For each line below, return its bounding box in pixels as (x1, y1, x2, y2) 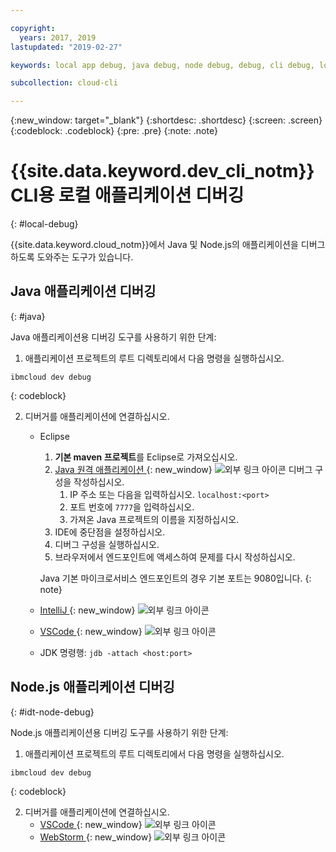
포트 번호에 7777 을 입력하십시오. (69, 501, 195, 513)
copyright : (10, 23, 56, 33)
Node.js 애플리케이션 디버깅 (10, 679, 175, 696)
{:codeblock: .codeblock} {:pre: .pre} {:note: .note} (10, 125, 218, 137)
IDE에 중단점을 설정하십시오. (54, 526, 166, 538)
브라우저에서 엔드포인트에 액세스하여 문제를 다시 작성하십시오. (54, 551, 296, 563)
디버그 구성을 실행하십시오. (54, 538, 160, 550)
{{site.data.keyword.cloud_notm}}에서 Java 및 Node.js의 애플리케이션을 (10, 239, 299, 251)
